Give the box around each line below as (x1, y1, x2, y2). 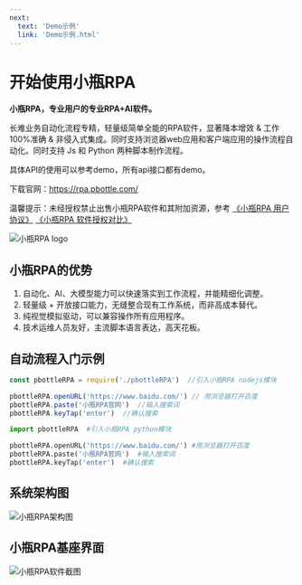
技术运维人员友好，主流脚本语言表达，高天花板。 (22, 322, 205, 333)
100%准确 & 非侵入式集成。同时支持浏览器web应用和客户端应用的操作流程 (9, 134, 286, 145)
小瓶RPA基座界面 (9, 540, 105, 556)
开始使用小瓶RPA (9, 71, 137, 92)
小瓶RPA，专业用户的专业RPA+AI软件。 (9, 103, 157, 114)
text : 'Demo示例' (17, 22, 80, 31)
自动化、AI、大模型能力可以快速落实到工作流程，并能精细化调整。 (22, 288, 269, 299)
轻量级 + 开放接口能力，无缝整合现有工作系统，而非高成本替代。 (22, 299, 262, 310)
